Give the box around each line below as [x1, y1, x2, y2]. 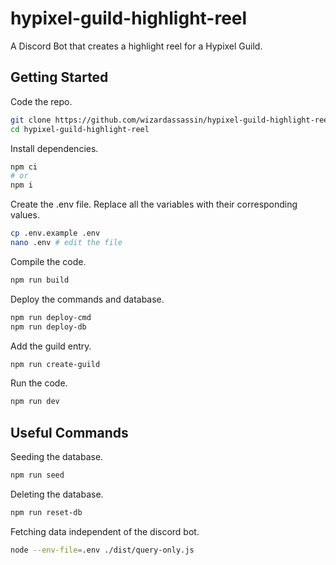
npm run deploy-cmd [10, 312, 92, 322]
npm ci [10, 162, 38, 172]
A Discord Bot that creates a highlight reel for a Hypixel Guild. [10, 40, 263, 52]
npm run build [10, 275, 70, 285]
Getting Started [10, 69, 109, 86]
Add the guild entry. [10, 340, 92, 352]
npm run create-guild [10, 359, 101, 369]
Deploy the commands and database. [10, 293, 165, 305]
